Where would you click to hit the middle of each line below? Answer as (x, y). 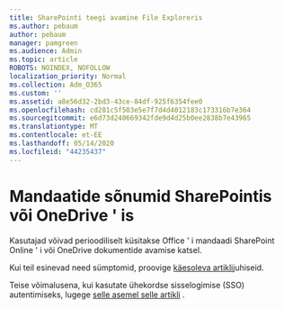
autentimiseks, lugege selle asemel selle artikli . (98, 295)
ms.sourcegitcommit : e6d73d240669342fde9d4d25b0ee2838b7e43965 (130, 118)
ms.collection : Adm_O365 (56, 85)
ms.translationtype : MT (54, 127)
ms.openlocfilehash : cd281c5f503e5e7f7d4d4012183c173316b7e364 (130, 110)
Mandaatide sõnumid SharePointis (141, 196)
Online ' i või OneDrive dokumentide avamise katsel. (106, 250)
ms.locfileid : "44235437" (58, 151)
